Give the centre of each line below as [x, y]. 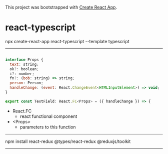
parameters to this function [48, 127]
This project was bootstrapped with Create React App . [61, 7]
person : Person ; [26, 83]
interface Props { [24, 60]
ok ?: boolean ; [24, 69]
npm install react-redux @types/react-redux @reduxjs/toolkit [68, 141]
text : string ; [24, 64]
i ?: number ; [22, 74]
